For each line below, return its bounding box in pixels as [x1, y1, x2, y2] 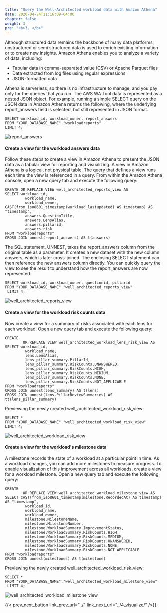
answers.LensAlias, [25, 218, 66, 223]
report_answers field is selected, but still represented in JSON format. [5, 107, 149, 113]
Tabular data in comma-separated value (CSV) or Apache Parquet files [12, 65, 158, 71]
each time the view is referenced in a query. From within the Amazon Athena [5, 172, 162, 178]
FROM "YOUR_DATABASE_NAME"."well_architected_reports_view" [5, 285, 133, 290]
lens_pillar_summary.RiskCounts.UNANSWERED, [25, 362, 120, 367]
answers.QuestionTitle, [25, 213, 75, 219]
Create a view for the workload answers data [5, 145, 100, 151]
